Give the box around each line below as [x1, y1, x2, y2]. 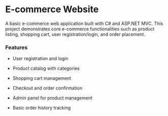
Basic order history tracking [12, 105, 71, 111]
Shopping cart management [12, 75, 72, 81]
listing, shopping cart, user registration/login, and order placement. [5, 31, 146, 37]
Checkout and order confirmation [12, 85, 83, 91]
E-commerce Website [5, 4, 99, 15]
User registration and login [12, 55, 69, 62]
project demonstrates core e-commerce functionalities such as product [5, 25, 155, 32]
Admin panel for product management [12, 95, 93, 101]
